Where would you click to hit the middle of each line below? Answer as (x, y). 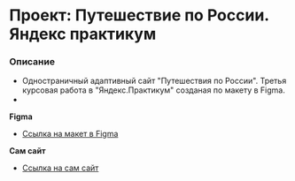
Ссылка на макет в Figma (70, 134)
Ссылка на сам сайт (60, 168)
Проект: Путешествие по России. (139, 15)
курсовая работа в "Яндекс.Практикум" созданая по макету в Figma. (154, 90)
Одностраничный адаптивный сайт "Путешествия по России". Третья (154, 81)
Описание (32, 62)
